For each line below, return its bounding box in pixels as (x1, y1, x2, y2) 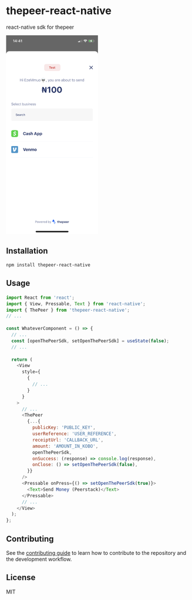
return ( (11, 356, 33, 362)
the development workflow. (6, 555, 72, 562)
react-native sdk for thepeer (6, 23, 75, 31)
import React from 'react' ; (6, 295, 75, 301)
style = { (21, 369, 41, 375)
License (6, 572, 36, 582)
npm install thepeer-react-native (6, 262, 91, 268)
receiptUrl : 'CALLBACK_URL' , (32, 437, 104, 443)
